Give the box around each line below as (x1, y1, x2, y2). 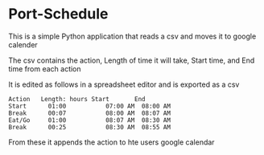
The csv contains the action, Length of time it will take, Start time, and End (8, 55, 255, 65)
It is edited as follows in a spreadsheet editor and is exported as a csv (8, 80, 240, 89)
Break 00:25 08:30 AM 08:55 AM (8, 123, 171, 131)
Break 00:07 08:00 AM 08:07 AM (8, 109, 171, 117)
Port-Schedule (8, 5, 109, 23)
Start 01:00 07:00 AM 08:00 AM (8, 102, 171, 110)
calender (8, 39, 38, 49)
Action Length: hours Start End (8, 95, 146, 103)
